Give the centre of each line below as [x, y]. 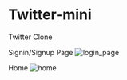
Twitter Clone [30, 37]
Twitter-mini [50, 15]
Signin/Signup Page [41, 52]
